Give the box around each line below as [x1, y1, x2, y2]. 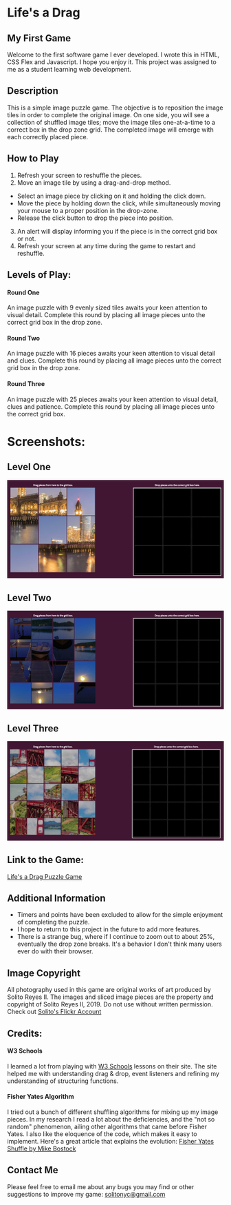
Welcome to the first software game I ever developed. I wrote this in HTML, [7, 50, 220, 59]
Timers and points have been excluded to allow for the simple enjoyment [16, 911, 223, 919]
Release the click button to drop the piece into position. [16, 214, 174, 222]
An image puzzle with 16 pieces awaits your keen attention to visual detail [7, 350, 215, 358]
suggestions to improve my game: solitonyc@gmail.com [7, 1190, 166, 1198]
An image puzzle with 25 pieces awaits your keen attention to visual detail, [7, 395, 219, 403]
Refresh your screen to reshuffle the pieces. [16, 171, 142, 179]
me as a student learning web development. [7, 65, 132, 73]
